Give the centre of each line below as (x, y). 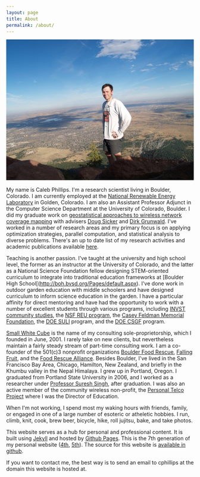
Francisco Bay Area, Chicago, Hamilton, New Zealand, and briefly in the (94, 365)
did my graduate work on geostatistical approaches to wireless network (94, 215)
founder (16, 352)
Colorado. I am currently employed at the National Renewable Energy (91, 196)
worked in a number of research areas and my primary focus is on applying (99, 228)
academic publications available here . (53, 247)
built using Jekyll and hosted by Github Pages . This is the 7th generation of (98, 438)
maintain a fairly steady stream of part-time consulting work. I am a (89, 346)
